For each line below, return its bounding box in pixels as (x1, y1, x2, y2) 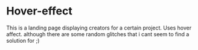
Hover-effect (6, 4, 72, 18)
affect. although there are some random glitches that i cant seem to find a (6, 30, 190, 37)
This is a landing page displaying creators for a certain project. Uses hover (6, 24, 192, 31)
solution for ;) (6, 37, 40, 44)
